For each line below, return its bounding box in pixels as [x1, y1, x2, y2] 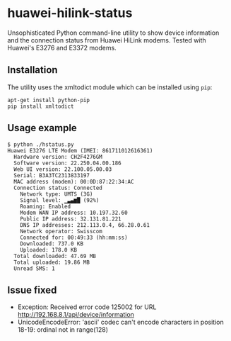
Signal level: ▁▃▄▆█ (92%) [20, 196, 100, 203]
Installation [7, 64, 58, 76]
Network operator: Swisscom [20, 228, 102, 235]
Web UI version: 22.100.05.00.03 [13, 165, 112, 173]
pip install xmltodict [7, 103, 74, 110]
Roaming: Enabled [20, 203, 71, 210]
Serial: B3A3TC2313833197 [13, 172, 90, 179]
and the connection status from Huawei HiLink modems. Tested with [7, 35, 206, 44]
